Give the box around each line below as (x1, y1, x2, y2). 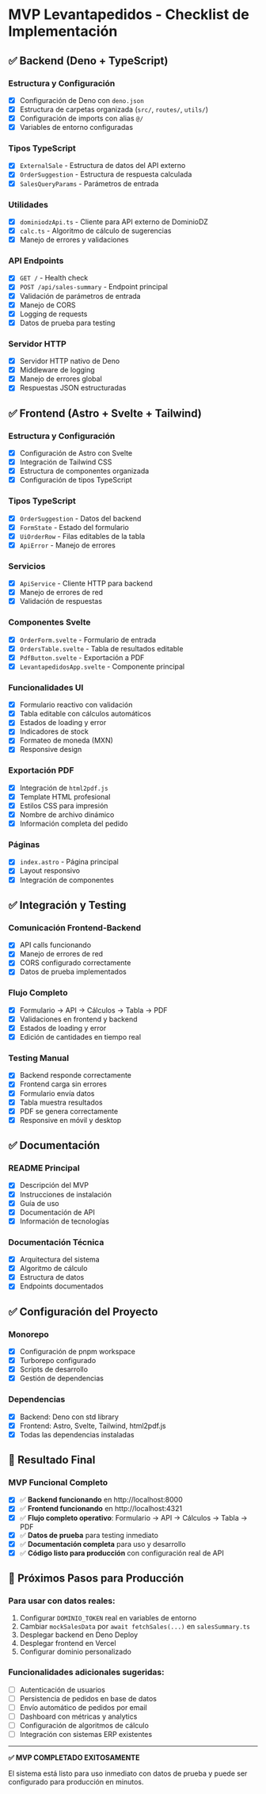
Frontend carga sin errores (19, 1079, 107, 1089)
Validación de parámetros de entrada (19, 291, 141, 300)
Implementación (8, 22, 118, 40)
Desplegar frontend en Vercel (19, 1639, 116, 1648)
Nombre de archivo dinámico (19, 810, 115, 819)
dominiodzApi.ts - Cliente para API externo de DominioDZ (19, 216, 208, 227)
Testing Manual (8, 1052, 70, 1063)
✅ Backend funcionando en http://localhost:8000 (19, 1495, 184, 1505)
